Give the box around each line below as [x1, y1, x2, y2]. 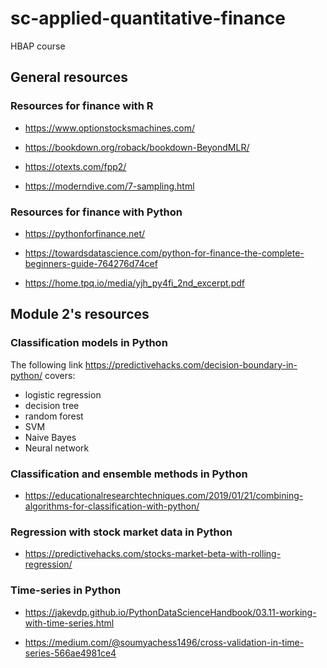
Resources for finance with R [10, 99, 154, 113]
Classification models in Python [10, 336, 168, 350]
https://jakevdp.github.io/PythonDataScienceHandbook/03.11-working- [24, 606, 317, 618]
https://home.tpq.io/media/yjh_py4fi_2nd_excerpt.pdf [24, 277, 245, 289]
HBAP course [10, 40, 66, 52]
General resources [10, 69, 128, 86]
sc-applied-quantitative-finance [10, 7, 286, 30]
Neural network [24, 442, 90, 454]
